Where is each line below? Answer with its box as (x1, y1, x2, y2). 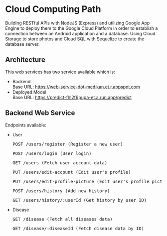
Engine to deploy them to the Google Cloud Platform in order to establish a (5, 25, 158, 31)
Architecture (5, 56, 46, 64)
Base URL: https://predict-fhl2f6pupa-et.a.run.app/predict (12, 94, 132, 100)
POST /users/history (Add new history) (12, 188, 110, 194)
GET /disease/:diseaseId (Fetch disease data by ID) (12, 226, 145, 231)
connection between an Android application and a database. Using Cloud (5, 30, 156, 36)
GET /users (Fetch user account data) (12, 160, 108, 165)
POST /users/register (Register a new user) (12, 141, 123, 147)
